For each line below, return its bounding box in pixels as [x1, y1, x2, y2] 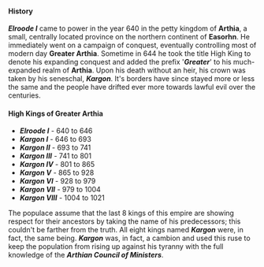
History [8, 6, 34, 16]
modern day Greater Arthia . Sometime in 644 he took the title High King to [8, 49, 251, 58]
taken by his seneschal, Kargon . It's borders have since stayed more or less [8, 74, 255, 83]
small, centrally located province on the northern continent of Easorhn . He [8, 32, 251, 42]
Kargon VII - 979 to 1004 [19, 185, 101, 195]
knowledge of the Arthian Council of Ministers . [8, 250, 164, 260]
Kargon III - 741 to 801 [19, 151, 92, 161]
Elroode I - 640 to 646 [19, 126, 93, 135]
